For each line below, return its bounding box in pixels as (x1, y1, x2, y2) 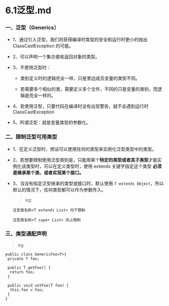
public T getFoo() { (7, 265, 51, 270)
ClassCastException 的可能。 (12, 43, 74, 49)
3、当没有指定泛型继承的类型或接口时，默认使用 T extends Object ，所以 (12, 180, 164, 186)
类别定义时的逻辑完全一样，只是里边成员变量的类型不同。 (20, 75, 140, 81)
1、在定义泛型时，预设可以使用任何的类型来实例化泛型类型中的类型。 (12, 146, 157, 152)
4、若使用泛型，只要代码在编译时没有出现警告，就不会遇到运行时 (12, 103, 149, 109)
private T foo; (7, 256, 39, 262)
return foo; (10, 270, 35, 275)
